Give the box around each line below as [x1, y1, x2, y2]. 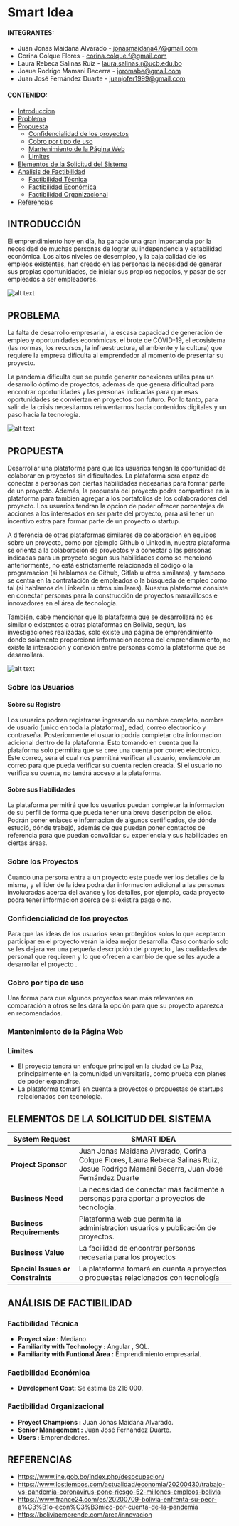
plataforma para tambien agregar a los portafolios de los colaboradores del [7, 494, 228, 503]
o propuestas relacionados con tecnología [78, 1273, 220, 1283]
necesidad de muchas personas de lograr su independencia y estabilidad [7, 245, 223, 253]
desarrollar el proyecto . [7, 960, 78, 968]
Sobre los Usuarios [7, 682, 75, 692]
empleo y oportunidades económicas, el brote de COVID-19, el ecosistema [7, 336, 226, 344]
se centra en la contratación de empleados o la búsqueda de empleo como [7, 576, 228, 585]
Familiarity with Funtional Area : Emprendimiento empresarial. [17, 1349, 201, 1358]
